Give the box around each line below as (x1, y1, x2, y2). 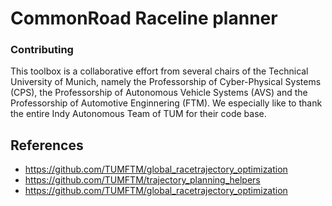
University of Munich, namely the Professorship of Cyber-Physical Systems (10, 76, 322, 88)
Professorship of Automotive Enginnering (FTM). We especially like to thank (10, 97, 323, 109)
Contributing (10, 43, 74, 57)
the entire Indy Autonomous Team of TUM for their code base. (10, 108, 267, 120)
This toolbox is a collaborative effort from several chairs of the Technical (10, 65, 309, 77)
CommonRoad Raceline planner (10, 7, 278, 30)
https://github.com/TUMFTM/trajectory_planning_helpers (24, 174, 261, 186)
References (10, 137, 84, 154)
